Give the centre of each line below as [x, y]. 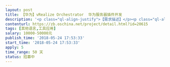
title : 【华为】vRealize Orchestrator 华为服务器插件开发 [64, 15]
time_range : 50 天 [24, 52]
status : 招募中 [20, 57]
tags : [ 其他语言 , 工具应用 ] [31, 29]
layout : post [19, 10]
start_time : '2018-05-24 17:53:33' [43, 43]
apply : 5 [14, 47]
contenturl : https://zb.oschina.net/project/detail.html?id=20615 [77, 24]
